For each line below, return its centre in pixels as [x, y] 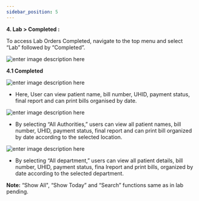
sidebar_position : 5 [32, 12]
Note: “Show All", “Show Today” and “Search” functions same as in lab [95, 185]
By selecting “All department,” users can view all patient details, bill [99, 160]
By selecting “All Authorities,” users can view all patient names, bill [98, 124]
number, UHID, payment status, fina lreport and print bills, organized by [104, 166]
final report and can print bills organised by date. [76, 100]
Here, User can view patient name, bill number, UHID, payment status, [102, 94]
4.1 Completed [25, 71]
